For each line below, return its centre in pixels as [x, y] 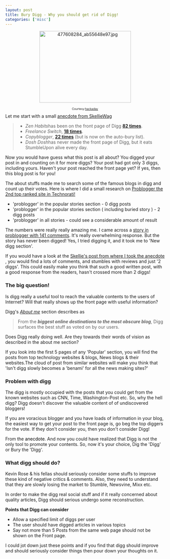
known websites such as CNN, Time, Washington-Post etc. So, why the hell [84, 397]
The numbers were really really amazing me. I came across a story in [77, 230]
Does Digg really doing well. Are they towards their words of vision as [78, 337]
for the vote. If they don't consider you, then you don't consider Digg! [78, 429]
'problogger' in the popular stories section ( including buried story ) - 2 [86, 209]
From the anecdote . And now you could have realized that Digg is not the [81, 439]
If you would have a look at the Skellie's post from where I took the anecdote [85, 256]
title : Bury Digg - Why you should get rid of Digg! [62, 15]
